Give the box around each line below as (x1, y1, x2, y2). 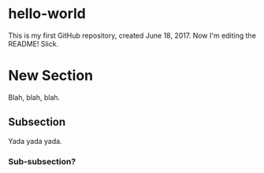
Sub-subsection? (8, 156, 76, 167)
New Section (8, 67, 94, 85)
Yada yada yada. (8, 136, 62, 145)
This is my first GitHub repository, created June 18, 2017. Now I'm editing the (8, 31, 256, 40)
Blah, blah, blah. (8, 92, 61, 102)
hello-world (8, 5, 87, 23)
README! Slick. (8, 39, 59, 48)
